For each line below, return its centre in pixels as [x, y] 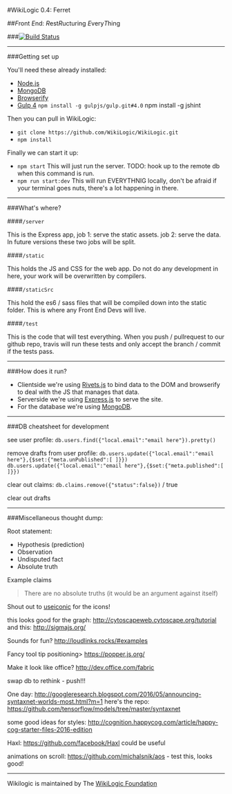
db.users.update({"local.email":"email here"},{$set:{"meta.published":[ [116, 466]
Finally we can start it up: [43, 152]
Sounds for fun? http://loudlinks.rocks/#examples [78, 641]
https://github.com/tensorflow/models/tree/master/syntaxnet [94, 709]
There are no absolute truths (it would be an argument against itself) [121, 593]
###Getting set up [33, 57]
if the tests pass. [31, 351]
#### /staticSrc [30, 289]
